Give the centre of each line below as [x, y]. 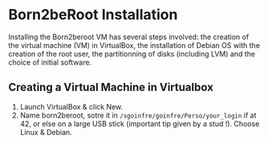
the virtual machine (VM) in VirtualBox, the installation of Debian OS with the [134, 45]
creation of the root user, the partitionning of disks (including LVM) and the [132, 54]
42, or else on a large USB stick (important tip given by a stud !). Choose [140, 123]
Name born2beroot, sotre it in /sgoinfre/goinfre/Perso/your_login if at [138, 115]
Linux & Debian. [46, 132]
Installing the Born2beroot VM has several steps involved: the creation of [129, 37]
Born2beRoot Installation [93, 15]
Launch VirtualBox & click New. [71, 106]
